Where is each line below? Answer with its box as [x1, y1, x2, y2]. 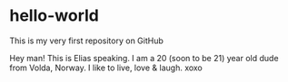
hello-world [9, 5, 100, 26]
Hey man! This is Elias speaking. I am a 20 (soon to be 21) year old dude [9, 52, 279, 63]
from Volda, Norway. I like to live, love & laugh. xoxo [9, 62, 203, 73]
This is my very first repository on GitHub [9, 35, 164, 46]
